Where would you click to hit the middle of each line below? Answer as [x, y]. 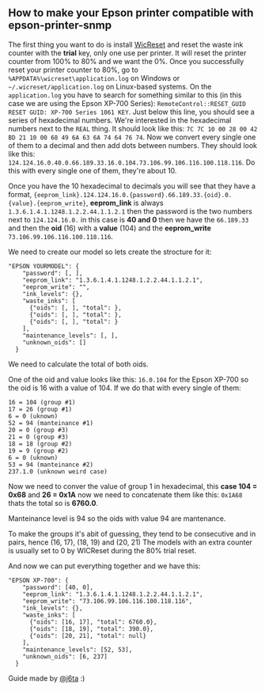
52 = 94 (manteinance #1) [51, 423]
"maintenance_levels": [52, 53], [78, 649]
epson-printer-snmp [60, 26]
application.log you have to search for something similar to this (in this [125, 95]
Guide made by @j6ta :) [47, 678]
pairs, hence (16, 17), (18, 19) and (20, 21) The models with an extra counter [131, 542]
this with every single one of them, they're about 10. [93, 170]
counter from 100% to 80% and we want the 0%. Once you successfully [126, 61]
